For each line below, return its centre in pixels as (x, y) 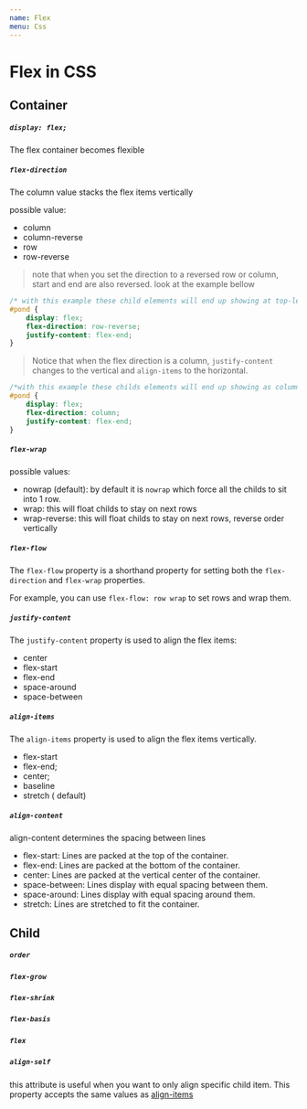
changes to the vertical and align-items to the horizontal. (140, 370)
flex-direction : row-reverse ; (84, 326)
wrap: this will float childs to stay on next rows (110, 509)
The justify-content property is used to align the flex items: (123, 640)
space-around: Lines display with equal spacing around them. (139, 895)
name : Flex (30, 18)
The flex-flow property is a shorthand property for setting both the (136, 570)
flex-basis (30, 1019)
